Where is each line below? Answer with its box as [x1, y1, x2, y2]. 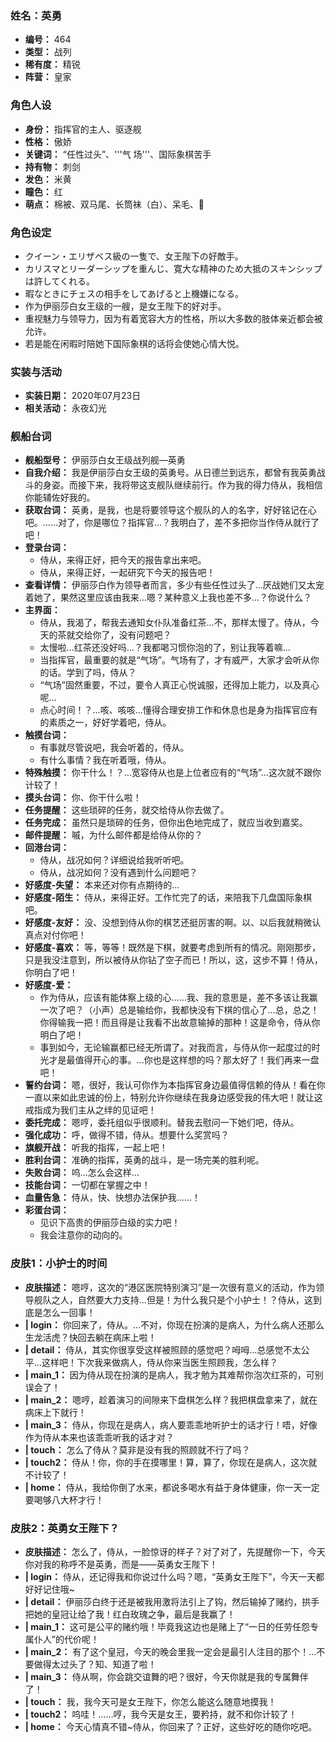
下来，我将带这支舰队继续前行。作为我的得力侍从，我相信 [86, 479, 323, 491]
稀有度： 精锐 [24, 58, 81, 71]
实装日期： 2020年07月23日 [24, 390, 142, 402]
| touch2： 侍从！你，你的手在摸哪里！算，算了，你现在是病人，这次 [24, 1456, 309, 1468]
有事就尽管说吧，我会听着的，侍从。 [39, 742, 190, 754]
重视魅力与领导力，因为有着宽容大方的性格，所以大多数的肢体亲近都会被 [24, 312, 323, 324]
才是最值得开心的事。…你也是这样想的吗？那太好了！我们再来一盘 [48, 1054, 320, 1066]
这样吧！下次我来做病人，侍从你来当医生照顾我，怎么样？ [41, 1356, 278, 1368]
